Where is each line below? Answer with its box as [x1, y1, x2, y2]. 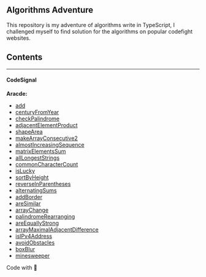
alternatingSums [15, 187, 57, 194]
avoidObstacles [15, 239, 55, 246]
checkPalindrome [15, 115, 60, 122]
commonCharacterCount [15, 160, 78, 168]
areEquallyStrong [15, 219, 59, 227]
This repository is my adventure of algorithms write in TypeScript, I [6, 21, 175, 28]
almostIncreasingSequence [15, 141, 85, 148]
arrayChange [15, 206, 49, 214]
